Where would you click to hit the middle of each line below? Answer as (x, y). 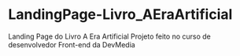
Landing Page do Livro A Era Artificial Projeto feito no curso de (109, 36)
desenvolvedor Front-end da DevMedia (72, 44)
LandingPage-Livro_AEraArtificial (120, 15)
